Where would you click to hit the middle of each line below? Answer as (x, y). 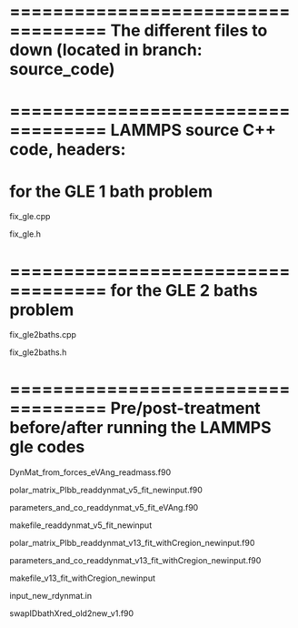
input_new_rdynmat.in (51, 596)
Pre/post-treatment (185, 408)
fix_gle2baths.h (38, 352)
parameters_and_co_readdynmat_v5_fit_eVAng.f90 (104, 508)
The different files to (189, 30)
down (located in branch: (106, 50)
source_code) (62, 70)
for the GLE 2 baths (184, 290)
